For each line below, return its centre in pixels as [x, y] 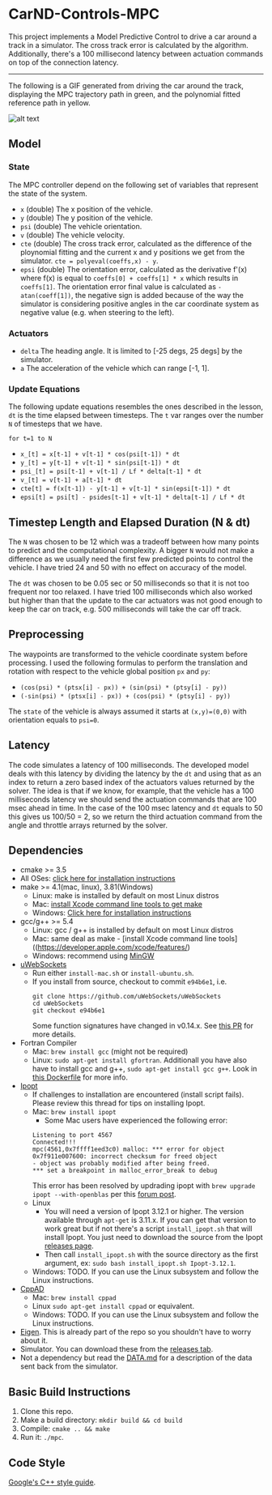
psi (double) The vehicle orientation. [81, 226]
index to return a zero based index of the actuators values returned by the [132, 782]
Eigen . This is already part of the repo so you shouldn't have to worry [136, 1332]
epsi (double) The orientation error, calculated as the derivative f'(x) [134, 269]
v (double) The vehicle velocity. [72, 235]
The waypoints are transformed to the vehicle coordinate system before [128, 654]
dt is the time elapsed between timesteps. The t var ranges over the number [136, 415]
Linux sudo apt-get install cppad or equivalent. [113, 1306]
